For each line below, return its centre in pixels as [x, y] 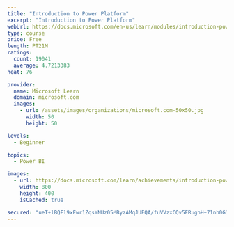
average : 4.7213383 [42, 65]
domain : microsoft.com [46, 97]
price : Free [24, 40]
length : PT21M [28, 46]
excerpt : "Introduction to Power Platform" [71, 20]
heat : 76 [20, 72]
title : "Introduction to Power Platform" [68, 14]
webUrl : [18, 26]
